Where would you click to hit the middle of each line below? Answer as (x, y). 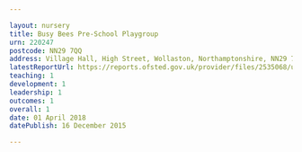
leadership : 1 (36, 92)
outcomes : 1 (31, 101)
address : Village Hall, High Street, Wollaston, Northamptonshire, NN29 (148, 59)
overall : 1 (30, 109)
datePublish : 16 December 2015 (68, 126)
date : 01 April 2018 (48, 118)
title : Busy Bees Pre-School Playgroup (84, 34)
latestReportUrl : (42, 67)
